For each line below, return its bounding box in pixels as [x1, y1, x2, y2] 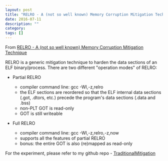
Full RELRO [12, 120, 35, 126]
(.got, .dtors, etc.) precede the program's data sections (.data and [19, 94, 156, 100]
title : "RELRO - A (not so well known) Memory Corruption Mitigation [5, 12, 153, 17]
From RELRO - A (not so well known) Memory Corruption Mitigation [5, 44, 144, 50]
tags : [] [5, 30, 23, 35]
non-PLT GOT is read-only [19, 105, 74, 111]
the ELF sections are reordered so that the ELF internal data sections [19, 89, 161, 95]
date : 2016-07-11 [5, 16, 41, 21]
